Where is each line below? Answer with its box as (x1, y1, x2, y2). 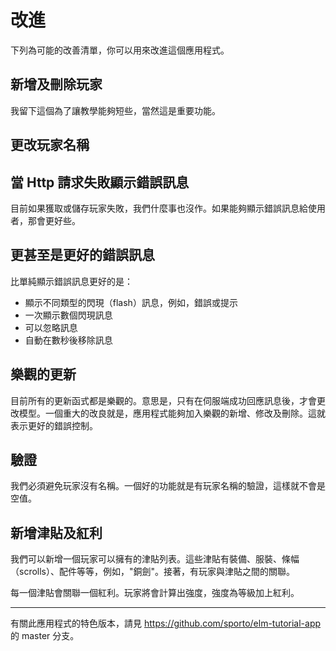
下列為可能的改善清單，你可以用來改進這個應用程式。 (10, 44, 230, 56)
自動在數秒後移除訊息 (24, 334, 113, 346)
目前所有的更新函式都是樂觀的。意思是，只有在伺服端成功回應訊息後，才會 (10, 394, 317, 406)
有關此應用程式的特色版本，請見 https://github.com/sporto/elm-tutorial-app (10, 617, 322, 630)
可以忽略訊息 (24, 321, 78, 333)
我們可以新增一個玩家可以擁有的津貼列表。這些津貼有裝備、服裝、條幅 (10, 553, 300, 565)
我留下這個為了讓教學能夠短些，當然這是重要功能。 (10, 104, 221, 116)
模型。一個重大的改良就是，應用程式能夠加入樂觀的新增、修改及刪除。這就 (18, 407, 326, 419)
